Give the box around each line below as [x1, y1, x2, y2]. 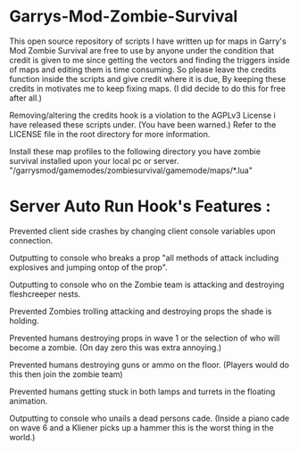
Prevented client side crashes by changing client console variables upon [9, 225, 276, 236]
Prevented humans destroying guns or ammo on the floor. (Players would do [9, 359, 290, 370]
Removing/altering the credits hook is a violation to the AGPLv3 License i [9, 110, 277, 120]
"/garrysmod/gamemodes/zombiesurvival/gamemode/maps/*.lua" [9, 165, 253, 176]
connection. [9, 234, 54, 246]
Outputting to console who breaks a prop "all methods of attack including [9, 252, 279, 263]
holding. [9, 315, 39, 326]
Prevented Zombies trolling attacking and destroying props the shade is [9, 306, 272, 316]
